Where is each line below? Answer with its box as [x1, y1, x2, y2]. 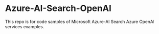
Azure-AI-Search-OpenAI [5, 3, 112, 14]
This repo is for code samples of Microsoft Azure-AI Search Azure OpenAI [5, 19, 155, 24]
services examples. [5, 23, 44, 29]
